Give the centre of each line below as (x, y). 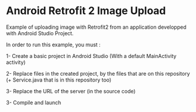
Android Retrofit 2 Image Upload (86, 11)
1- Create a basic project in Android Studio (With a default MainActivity (91, 56)
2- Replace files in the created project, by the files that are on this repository (98, 73)
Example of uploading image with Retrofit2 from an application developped (96, 27)
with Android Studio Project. (40, 33)
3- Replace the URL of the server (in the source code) (71, 91)
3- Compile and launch (34, 102)
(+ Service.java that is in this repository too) (59, 80)
